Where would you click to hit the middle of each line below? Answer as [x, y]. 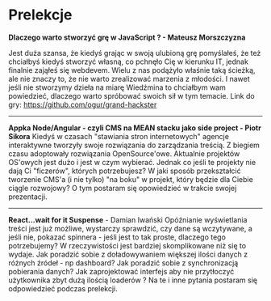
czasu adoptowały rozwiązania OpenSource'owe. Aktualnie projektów [124, 153]
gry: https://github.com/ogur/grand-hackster [83, 104]
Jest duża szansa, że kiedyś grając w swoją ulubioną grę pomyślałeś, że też [135, 53]
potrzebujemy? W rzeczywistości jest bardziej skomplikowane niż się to [127, 245]
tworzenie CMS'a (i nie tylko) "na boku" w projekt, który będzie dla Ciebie [131, 179]
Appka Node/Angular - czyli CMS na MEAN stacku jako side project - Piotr [135, 128]
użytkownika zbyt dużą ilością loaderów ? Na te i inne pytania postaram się [133, 280]
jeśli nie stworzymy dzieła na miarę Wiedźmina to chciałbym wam [117, 87]
